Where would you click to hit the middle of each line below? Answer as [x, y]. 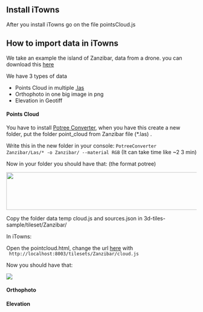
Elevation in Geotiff [39, 100]
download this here [30, 64]
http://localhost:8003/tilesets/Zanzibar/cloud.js [74, 254]
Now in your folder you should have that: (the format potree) [81, 164]
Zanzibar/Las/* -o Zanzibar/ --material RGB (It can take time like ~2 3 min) [101, 152]
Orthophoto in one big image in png [59, 94]
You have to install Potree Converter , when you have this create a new [93, 127]
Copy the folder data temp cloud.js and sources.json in [75, 218]
